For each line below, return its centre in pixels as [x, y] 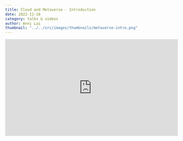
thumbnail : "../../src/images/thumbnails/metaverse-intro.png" [72, 28]
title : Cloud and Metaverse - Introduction [51, 10]
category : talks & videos [32, 19]
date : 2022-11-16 [23, 14]
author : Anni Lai [23, 23]
